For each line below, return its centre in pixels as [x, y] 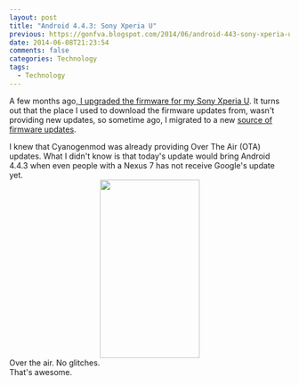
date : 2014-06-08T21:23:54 [59, 42]
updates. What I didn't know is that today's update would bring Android [140, 156]
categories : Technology [53, 59]
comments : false [39, 51]
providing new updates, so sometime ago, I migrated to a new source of [141, 119]
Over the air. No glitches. [55, 363]
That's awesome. [41, 372]
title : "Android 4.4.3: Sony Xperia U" [83, 26]
